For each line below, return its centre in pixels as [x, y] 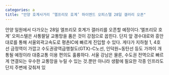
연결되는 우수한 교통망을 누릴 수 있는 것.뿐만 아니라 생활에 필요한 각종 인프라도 [87, 61]
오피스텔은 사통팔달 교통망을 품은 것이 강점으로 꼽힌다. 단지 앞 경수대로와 [83, 36]
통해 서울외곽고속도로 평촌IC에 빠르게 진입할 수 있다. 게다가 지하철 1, [86, 42]
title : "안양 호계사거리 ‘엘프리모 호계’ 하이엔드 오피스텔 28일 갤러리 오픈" [76, 15]
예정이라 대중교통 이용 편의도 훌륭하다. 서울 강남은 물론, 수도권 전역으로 [84, 55]
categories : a [20, 10]
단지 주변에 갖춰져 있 [25, 67]
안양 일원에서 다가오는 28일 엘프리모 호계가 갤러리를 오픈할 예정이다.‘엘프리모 [81, 29]
